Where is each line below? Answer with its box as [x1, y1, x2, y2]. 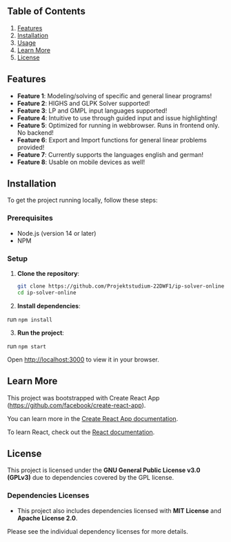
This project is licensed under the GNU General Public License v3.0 [7, 466, 201, 474]
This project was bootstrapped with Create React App [7, 393, 160, 402]
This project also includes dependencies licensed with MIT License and [17, 506, 222, 514]
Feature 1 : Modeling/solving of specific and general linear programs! [17, 91, 212, 100]
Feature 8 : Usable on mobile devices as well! [17, 158, 145, 166]
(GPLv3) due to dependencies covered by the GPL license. [7, 474, 174, 482]
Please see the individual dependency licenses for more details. [7, 527, 188, 535]
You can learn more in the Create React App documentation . [7, 414, 179, 422]
